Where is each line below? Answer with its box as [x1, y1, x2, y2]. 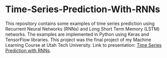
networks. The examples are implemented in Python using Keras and [5, 31, 149, 37]
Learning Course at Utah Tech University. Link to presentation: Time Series [5, 42, 162, 48]
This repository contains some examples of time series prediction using [5, 20, 155, 26]
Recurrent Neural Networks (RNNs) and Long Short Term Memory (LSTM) [5, 25, 160, 32]
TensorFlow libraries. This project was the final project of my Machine [5, 37, 151, 43]
